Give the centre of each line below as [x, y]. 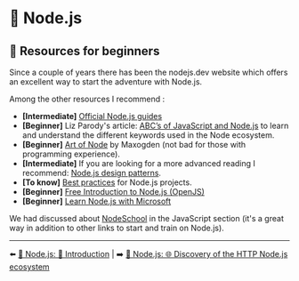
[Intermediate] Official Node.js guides [92, 116]
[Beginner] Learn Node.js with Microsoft [97, 201]
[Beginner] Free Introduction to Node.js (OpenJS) [113, 192]
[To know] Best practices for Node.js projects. [107, 182]
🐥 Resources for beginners [85, 51]
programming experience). [71, 154]
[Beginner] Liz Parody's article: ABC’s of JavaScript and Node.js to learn [155, 125]
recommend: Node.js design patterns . [92, 173]
